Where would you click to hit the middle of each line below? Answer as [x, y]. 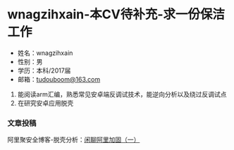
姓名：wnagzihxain [45, 53]
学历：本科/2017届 [44, 70]
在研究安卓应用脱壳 [45, 103]
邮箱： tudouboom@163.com [59, 79]
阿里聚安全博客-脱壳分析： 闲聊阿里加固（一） [74, 140]
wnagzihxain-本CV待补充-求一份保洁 [116, 14]
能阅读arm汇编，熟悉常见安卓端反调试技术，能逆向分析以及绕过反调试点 [122, 94]
